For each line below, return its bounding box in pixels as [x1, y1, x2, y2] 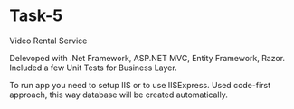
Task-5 [9, 5, 63, 26]
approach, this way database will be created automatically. [9, 89, 228, 100]
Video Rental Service [9, 35, 88, 46]
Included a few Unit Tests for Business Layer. [9, 62, 178, 73]
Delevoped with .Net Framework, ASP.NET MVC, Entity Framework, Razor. [9, 52, 286, 63]
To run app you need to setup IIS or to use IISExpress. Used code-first [9, 79, 271, 90]
